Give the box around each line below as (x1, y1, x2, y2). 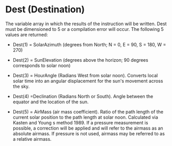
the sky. (12, 83, 30, 89)
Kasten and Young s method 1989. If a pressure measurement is (12, 119, 148, 125)
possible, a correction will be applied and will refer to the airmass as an (12, 125, 163, 131)
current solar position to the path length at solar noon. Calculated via (12, 114, 158, 120)
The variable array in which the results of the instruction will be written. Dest (5, 21, 167, 27)
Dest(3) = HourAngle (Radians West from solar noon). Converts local (12, 72, 158, 78)
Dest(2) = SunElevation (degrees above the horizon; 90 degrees (12, 57, 148, 63)
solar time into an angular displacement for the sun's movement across (12, 78, 163, 84)
